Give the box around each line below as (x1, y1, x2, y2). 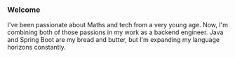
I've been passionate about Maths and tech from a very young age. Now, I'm (7, 21, 228, 29)
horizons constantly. (7, 43, 67, 52)
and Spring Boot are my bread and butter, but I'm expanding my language (7, 36, 220, 44)
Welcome (7, 5, 41, 15)
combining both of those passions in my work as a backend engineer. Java (7, 28, 224, 36)
